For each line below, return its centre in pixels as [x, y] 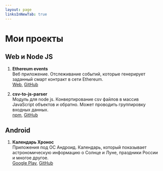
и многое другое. [30, 158]
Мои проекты [34, 39]
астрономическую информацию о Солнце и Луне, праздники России [85, 153]
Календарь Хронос [33, 142]
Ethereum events [30, 68]
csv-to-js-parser [30, 94]
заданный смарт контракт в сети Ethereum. [58, 79]
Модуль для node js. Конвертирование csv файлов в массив [75, 99]
